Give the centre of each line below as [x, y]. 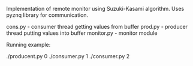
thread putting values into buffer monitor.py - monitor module [82, 33]
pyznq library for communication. [47, 15]
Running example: [28, 45]
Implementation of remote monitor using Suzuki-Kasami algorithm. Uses [95, 9]
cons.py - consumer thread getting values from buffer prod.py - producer [97, 27]
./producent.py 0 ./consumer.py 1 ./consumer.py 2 [68, 56]
